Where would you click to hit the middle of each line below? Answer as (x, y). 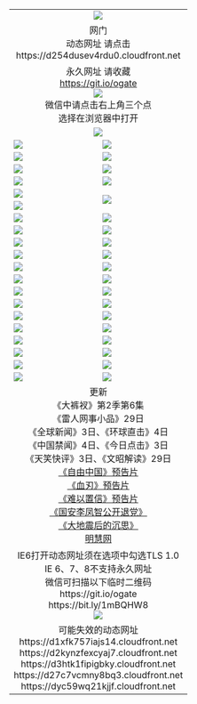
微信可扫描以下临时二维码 (98, 582)
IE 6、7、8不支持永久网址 (98, 569)
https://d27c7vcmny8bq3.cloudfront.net (98, 675)
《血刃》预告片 (98, 485)
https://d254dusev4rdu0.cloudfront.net (98, 55)
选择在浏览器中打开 (98, 117)
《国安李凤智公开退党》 (98, 512)
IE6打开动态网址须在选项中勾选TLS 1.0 (98, 555)
